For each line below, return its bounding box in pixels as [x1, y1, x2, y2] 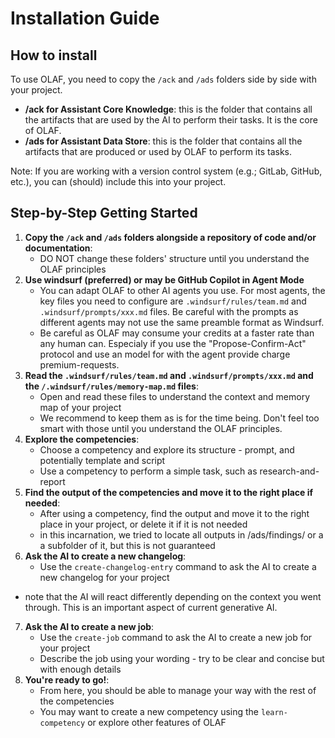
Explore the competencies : [24, 433, 140, 445]
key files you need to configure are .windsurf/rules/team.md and [39, 295, 307, 307]
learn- [260, 707, 288, 717]
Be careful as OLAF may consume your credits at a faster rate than [39, 327, 315, 339]
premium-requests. [39, 358, 120, 371]
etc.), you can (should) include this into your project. [10, 176, 227, 187]
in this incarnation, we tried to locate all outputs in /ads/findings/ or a [39, 528, 324, 541]
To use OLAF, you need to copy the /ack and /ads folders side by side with [10, 73, 317, 85]
